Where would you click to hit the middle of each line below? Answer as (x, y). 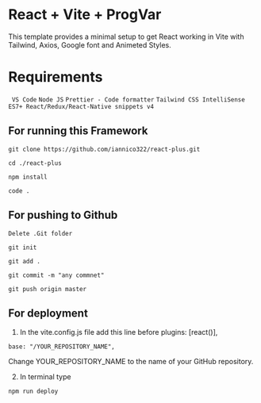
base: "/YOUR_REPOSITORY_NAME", (61, 347)
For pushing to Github (63, 215)
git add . (25, 261)
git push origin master (48, 289)
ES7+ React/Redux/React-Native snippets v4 (81, 106)
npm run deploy (33, 391)
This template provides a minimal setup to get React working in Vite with (126, 36)
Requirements (56, 77)
